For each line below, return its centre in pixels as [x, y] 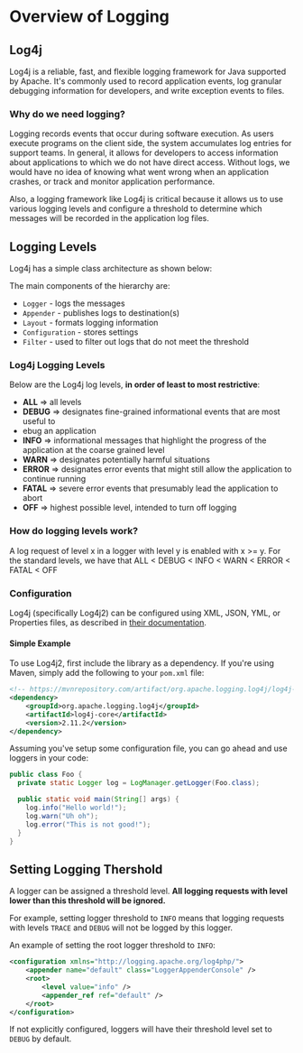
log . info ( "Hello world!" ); [76, 808]
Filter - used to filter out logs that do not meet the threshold [136, 342]
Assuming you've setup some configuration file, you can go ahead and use [148, 748]
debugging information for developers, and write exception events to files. [147, 91]
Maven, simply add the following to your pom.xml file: [107, 673]
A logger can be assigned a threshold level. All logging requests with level [149, 891]
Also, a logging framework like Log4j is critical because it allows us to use [147, 199]
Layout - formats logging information [90, 323]
